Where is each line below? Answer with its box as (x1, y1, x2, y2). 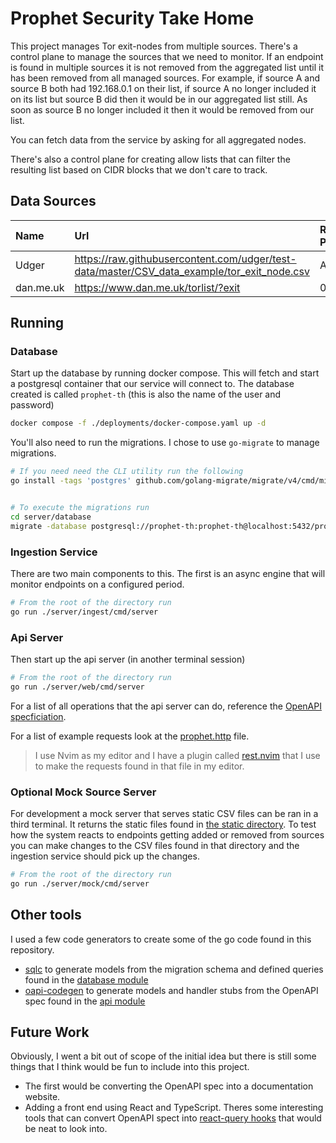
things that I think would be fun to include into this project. (10, 1061, 250, 1073)
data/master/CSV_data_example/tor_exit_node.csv (74, 264, 310, 278)
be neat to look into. (24, 1123, 108, 1135)
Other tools (10, 907, 82, 924)
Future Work (10, 1024, 90, 1041)
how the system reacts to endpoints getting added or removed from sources (10, 829, 325, 841)
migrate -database (10, 521, 87, 531)
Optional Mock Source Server (10, 785, 157, 799)
